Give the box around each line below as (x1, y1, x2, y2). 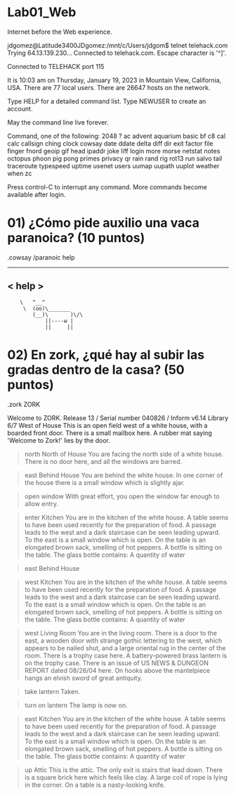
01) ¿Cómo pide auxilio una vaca (7, 215, 200, 231)
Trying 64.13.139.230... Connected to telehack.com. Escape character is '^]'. (7, 49, 227, 57)
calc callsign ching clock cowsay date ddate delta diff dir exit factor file (7, 139, 214, 148)
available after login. (7, 190, 66, 198)
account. (7, 104, 33, 113)
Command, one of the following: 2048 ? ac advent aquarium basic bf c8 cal (7, 132, 226, 140)
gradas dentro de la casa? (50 (7, 362, 185, 377)
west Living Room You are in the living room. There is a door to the (24, 628, 218, 637)
